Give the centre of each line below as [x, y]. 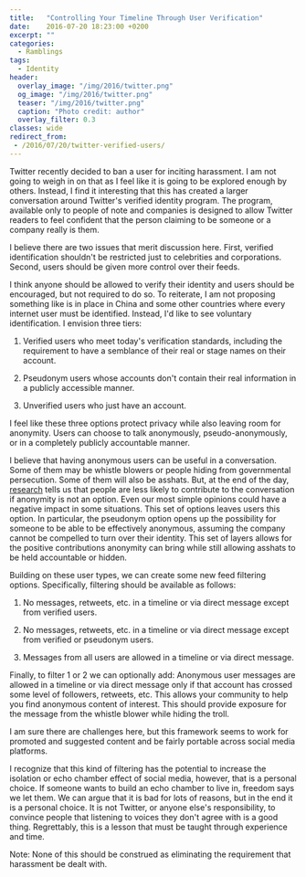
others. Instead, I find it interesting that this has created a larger [129, 190]
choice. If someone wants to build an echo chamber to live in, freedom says [152, 787]
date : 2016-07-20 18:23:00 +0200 [79, 26]
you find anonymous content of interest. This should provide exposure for [148, 703]
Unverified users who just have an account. [105, 405]
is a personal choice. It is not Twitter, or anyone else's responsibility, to [142, 807]
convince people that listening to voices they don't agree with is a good [144, 817]
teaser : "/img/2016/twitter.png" [81, 103]
